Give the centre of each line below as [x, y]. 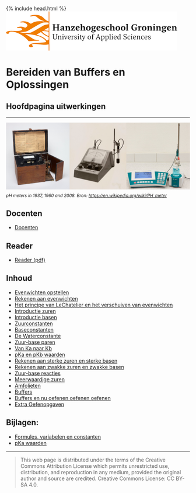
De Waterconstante [38, 336]
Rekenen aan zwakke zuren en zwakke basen [69, 367]
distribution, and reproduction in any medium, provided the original [101, 472]
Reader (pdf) [30, 260]
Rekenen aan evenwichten [46, 298]
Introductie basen [36, 317]
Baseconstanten [34, 329]
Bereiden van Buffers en [66, 72]
